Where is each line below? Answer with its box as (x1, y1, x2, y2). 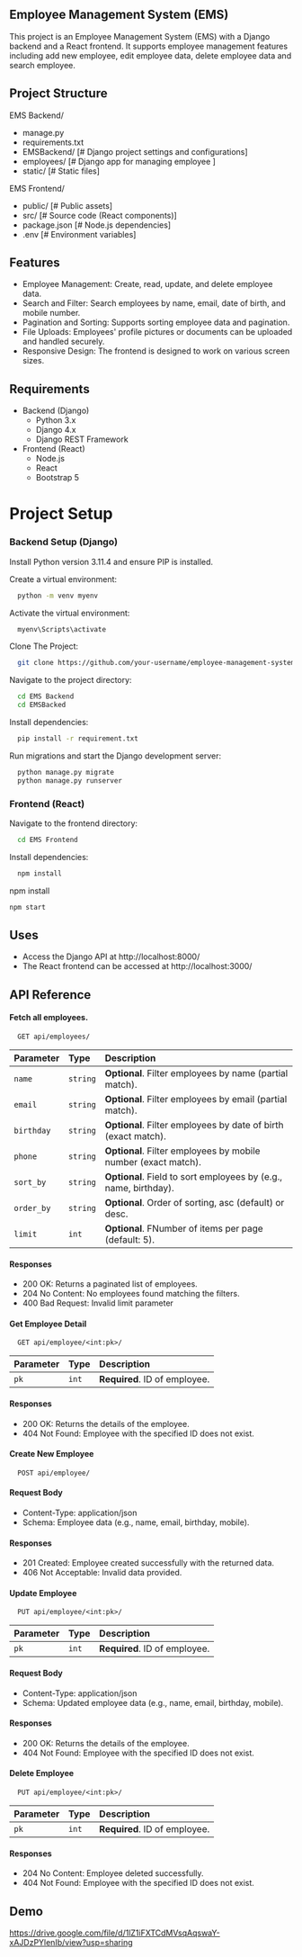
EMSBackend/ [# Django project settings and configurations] (22, 146, 249, 157)
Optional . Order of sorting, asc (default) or (104, 1197, 285, 1209)
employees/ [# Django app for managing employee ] (22, 156, 216, 166)
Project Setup (9, 504, 114, 525)
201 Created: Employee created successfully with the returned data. (22, 1558, 275, 1568)
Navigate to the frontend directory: (9, 818, 138, 829)
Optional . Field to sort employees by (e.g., (104, 1171, 283, 1183)
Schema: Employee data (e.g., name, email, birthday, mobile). (22, 1517, 250, 1528)
